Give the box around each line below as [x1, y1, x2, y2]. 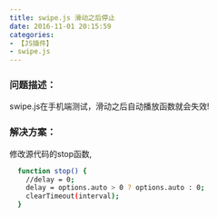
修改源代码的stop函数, [9, 148, 93, 159]
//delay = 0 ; [25, 174, 75, 184]
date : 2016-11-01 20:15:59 [9, 22, 112, 31]
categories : [9, 30, 54, 39]
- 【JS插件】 [9, 38, 54, 48]
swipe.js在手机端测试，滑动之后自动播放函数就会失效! [9, 101, 210, 112]
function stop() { [17, 166, 88, 175]
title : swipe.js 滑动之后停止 [9, 13, 115, 23]
